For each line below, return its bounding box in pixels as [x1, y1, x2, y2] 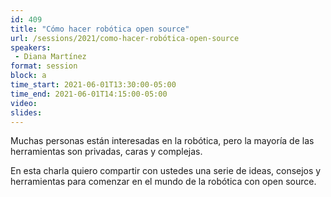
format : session [10, 61, 78, 71]
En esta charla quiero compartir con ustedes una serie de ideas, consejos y [10, 165, 322, 177]
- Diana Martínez [14, 52, 87, 62]
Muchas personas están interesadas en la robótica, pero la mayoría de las [10, 135, 315, 147]
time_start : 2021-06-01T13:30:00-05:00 [10, 80, 177, 90]
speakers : [10, 42, 52, 53]
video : [10, 98, 38, 108]
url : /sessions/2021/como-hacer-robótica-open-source [10, 33, 240, 43]
